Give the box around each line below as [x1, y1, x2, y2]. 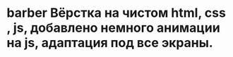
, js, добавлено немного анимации [6, 20, 220, 36]
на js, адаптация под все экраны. [6, 35, 213, 51]
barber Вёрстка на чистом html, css [6, 5, 227, 21]
